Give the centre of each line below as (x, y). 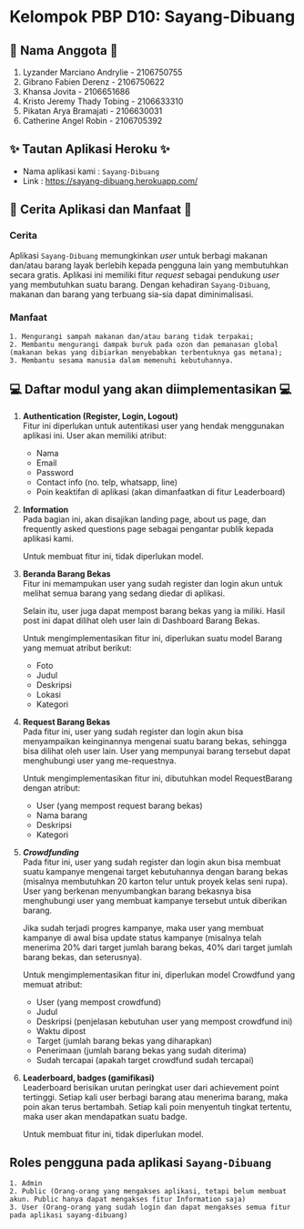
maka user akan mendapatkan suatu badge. (105, 1116)
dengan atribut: (51, 788)
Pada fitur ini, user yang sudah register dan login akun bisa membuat (152, 862)
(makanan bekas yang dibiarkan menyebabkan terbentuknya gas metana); (146, 353)
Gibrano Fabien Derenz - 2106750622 (94, 82)
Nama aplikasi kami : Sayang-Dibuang (91, 171)
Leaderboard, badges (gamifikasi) (88, 1078)
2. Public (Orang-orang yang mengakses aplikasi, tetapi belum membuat (148, 1192)
